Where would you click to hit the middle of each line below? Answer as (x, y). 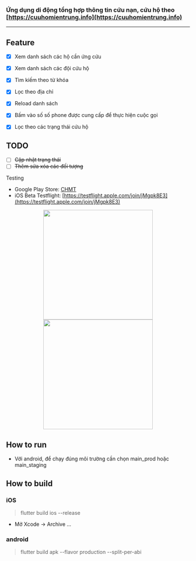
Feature (20, 42)
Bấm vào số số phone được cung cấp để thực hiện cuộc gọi (86, 115)
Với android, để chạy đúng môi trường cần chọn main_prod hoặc (92, 459)
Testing (15, 178)
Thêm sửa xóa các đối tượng (49, 166)
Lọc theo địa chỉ (34, 92)
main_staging (30, 465)
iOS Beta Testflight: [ (39, 195)
